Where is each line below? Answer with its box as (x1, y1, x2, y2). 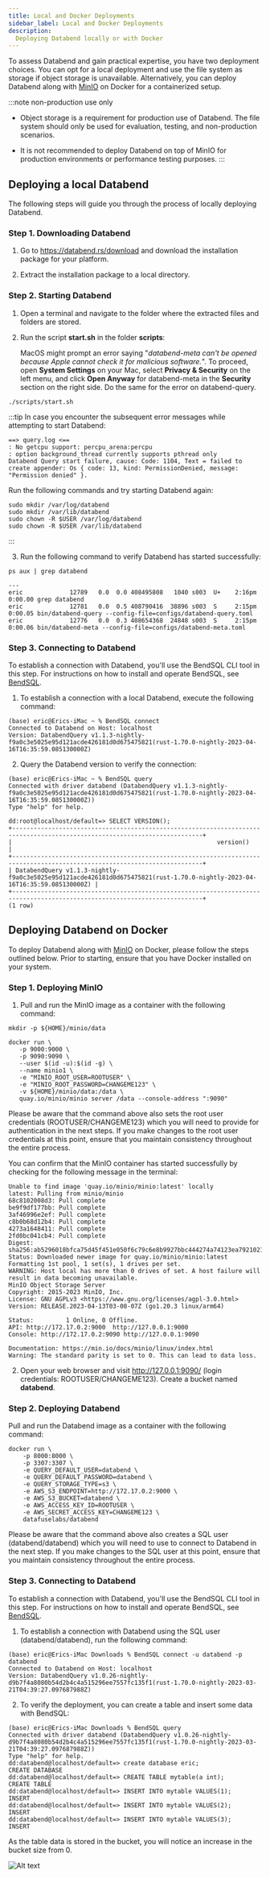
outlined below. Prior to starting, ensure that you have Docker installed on (8, 953, 252, 963)
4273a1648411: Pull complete (8, 1225, 106, 1233)
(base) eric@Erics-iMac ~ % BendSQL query (8, 775, 153, 783)
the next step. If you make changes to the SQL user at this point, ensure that (8, 1547, 261, 1556)
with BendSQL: (19, 1708, 70, 1718)
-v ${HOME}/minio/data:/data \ (18, 1087, 125, 1096)
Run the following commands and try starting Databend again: (8, 485, 214, 495)
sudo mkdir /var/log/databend (8, 500, 110, 509)
